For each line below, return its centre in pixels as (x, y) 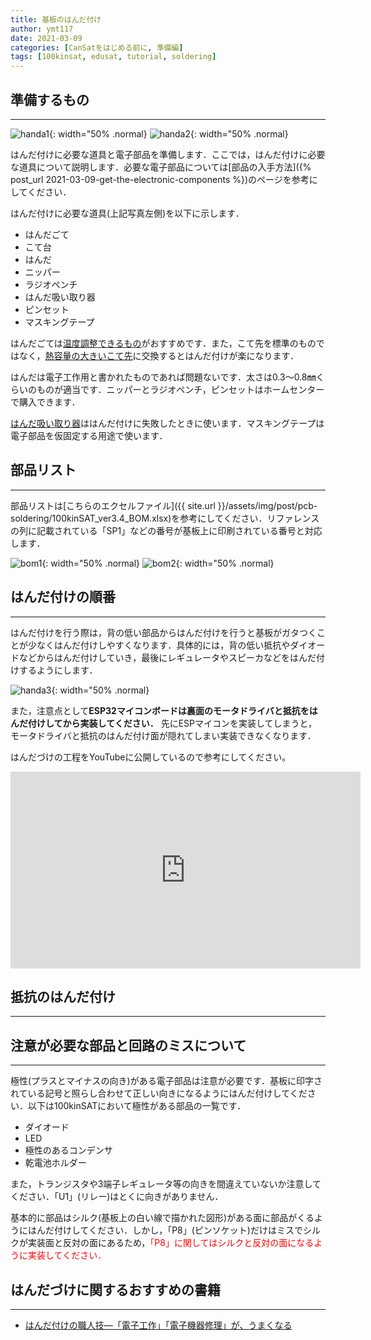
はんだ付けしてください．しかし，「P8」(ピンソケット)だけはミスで (165, 1230)
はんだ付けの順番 (63, 597)
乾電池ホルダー (55, 1163)
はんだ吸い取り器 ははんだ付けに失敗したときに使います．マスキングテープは (167, 423)
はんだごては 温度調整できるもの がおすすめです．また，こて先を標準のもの (163, 343)
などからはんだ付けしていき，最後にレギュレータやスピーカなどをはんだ (167, 657)
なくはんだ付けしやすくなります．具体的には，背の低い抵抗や (163, 645)
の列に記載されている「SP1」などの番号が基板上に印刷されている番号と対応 (166, 530)
